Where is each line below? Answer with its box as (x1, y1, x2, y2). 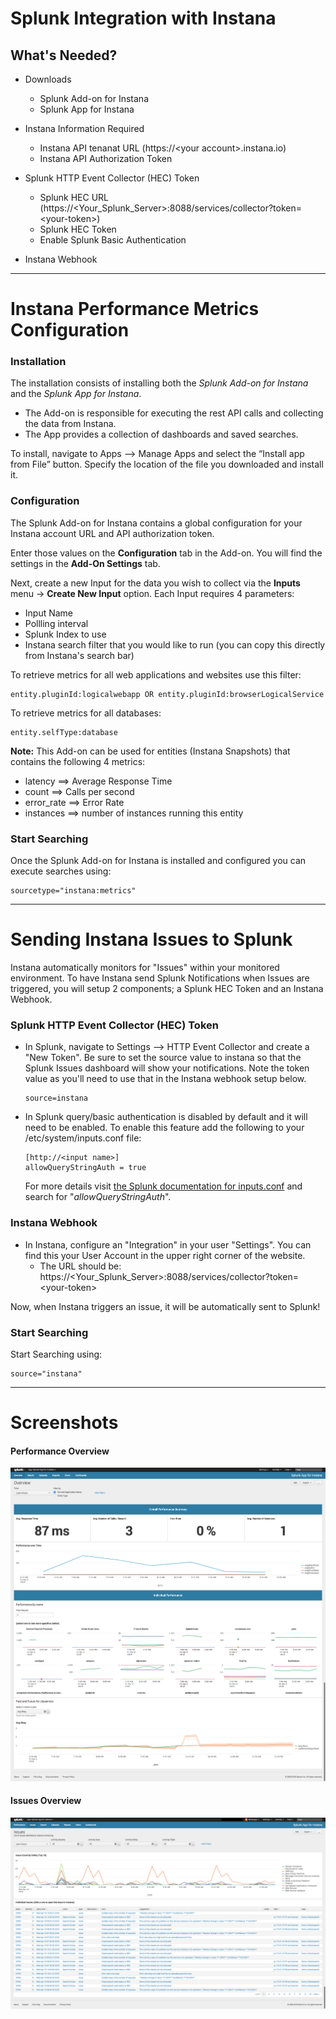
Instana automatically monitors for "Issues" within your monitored (10, 962, 280, 974)
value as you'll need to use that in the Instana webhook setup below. (24, 1073, 307, 1085)
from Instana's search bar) (24, 649, 135, 661)
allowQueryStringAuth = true (24, 1163, 147, 1173)
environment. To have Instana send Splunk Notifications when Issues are (10, 972, 310, 984)
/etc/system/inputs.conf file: (24, 1132, 142, 1144)
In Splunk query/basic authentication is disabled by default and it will (24, 1111, 308, 1123)
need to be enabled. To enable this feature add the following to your (24, 1122, 305, 1134)
